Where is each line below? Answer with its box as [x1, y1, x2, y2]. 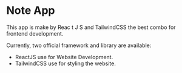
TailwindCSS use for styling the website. [15, 60, 116, 67]
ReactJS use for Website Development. [15, 53, 113, 60]
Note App [6, 4, 56, 17]
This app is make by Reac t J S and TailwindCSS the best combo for [6, 24, 176, 31]
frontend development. [6, 30, 64, 37]
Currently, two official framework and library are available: [6, 42, 152, 49]
